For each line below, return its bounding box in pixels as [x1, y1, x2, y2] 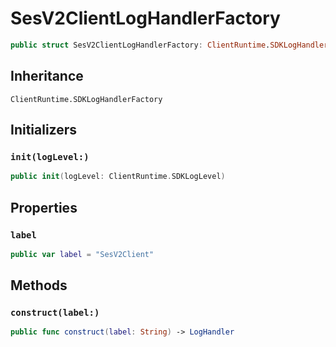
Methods [10, 277, 68, 294]
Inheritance [10, 68, 84, 85]
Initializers [10, 122, 78, 139]
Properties [10, 199, 78, 216]
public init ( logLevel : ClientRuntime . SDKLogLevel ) [10, 172, 226, 182]
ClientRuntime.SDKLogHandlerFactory [10, 94, 163, 104]
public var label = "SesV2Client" [10, 249, 155, 259]
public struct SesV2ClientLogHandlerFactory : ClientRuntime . [10, 40, 271, 50]
